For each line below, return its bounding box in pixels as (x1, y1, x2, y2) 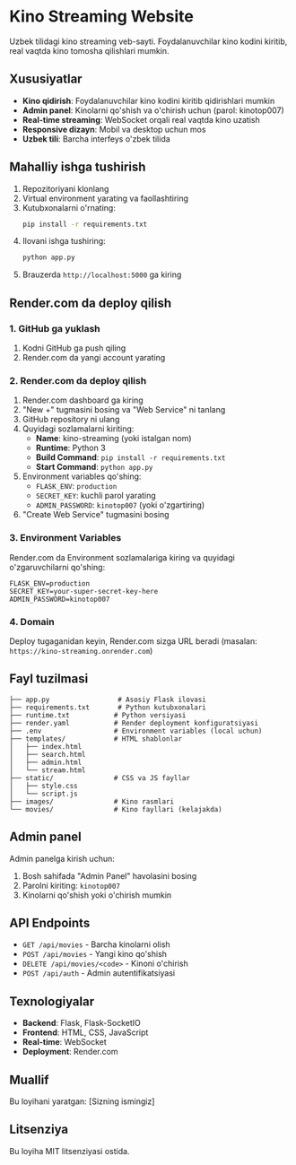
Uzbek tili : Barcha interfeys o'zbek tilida (22, 133, 170, 144)
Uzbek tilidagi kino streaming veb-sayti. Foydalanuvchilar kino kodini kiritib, (9, 36, 288, 47)
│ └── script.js (9, 789, 78, 798)
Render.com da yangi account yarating (22, 352, 166, 362)
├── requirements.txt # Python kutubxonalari (9, 702, 206, 712)
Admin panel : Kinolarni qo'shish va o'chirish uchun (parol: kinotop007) (22, 105, 284, 116)
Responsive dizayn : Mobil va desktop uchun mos (22, 124, 206, 135)
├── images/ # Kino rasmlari (9, 796, 175, 806)
